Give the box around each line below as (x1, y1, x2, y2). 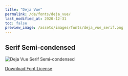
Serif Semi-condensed (5, 43, 76, 52)
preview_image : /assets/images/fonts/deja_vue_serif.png (5, 25, 124, 30)
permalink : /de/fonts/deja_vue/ (5, 12, 71, 17)
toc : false (5, 20, 27, 26)
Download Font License (5, 65, 53, 71)
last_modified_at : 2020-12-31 (5, 16, 67, 21)
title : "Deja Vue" (5, 7, 43, 12)
